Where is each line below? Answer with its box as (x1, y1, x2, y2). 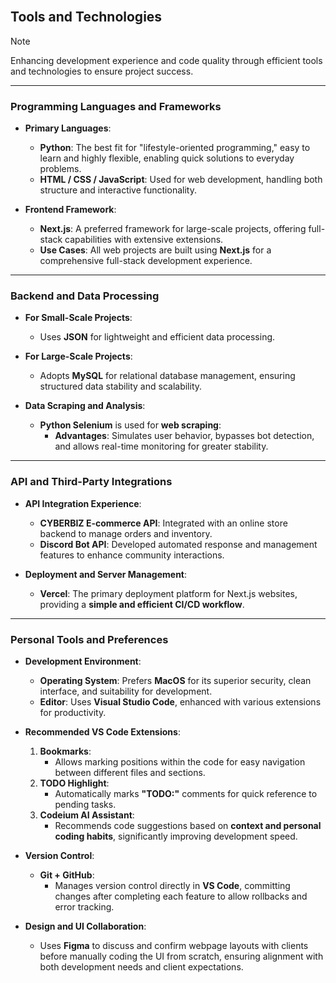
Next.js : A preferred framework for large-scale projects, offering (39, 223, 307, 235)
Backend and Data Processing (10, 289, 160, 303)
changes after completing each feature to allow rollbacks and (54, 890, 308, 902)
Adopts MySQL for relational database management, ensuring (39, 370, 296, 382)
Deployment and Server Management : (24, 568, 188, 580)
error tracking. (54, 901, 115, 913)
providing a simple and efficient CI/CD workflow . (39, 598, 245, 610)
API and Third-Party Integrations (10, 475, 173, 489)
